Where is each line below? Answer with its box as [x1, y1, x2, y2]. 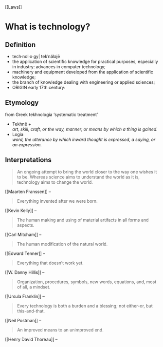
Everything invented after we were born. [17, 198, 98, 204]
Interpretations [5, 156, 52, 164]
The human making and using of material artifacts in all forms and [17, 217, 149, 223]
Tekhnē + [12, 121, 32, 127]
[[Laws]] [5, 4, 22, 10]
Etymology [5, 98, 39, 107]
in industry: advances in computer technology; [12, 64, 106, 70]
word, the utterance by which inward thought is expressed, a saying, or [12, 136, 156, 142]
